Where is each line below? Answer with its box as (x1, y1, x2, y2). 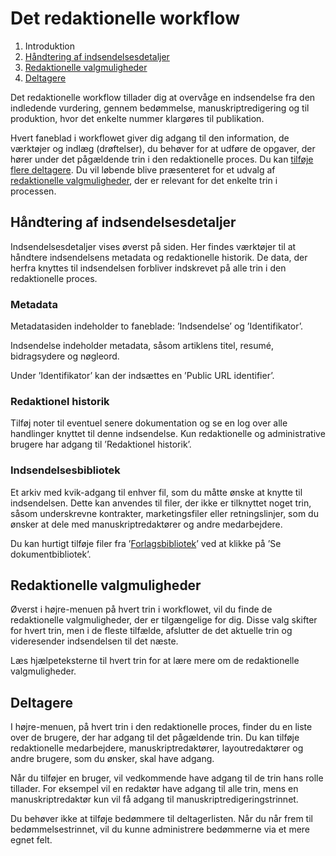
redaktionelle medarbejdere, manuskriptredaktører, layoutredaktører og (10, 742, 304, 754)
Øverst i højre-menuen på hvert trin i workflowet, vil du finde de (10, 603, 273, 616)
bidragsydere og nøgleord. (10, 350, 120, 362)
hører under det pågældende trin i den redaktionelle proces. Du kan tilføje (10, 153, 314, 165)
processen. (10, 185, 57, 197)
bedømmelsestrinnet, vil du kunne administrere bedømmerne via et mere (10, 823, 311, 836)
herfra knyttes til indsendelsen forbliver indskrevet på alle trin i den (10, 262, 287, 274)
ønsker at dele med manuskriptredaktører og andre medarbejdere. (10, 518, 283, 530)
